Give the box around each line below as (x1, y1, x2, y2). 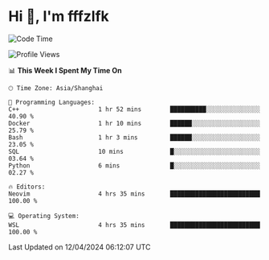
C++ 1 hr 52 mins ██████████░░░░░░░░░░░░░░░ (8, 105, 261, 113)
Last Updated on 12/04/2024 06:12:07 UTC (8, 241, 151, 252)
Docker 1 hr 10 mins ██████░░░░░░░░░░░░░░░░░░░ (8, 119, 261, 127)
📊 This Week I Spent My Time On (8, 65, 122, 75)
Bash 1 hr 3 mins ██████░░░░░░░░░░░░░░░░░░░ (8, 133, 261, 142)
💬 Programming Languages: (8, 98, 95, 106)
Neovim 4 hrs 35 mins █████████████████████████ (8, 189, 261, 198)
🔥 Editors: (8, 183, 46, 191)
